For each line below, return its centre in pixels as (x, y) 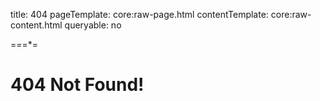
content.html (36, 25)
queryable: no (93, 25)
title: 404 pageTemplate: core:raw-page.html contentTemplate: (139, 14)
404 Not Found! (77, 85)
